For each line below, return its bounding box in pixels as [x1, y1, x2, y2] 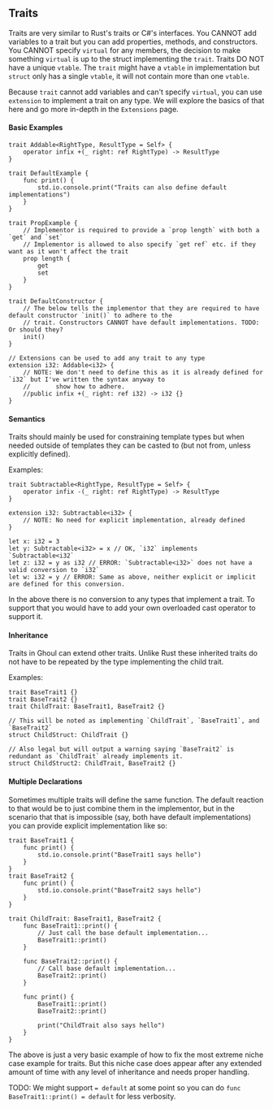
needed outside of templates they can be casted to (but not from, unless [8, 440, 251, 450]
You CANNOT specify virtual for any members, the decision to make [8, 45, 241, 55]
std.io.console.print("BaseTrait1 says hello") [37, 851, 201, 859]
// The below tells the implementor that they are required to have [23, 305, 260, 313]
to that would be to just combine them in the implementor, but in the [8, 804, 236, 813]
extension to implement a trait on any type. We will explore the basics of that [8, 95, 265, 105]
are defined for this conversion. [8, 580, 126, 588]
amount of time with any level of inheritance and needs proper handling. [8, 1067, 250, 1077]
